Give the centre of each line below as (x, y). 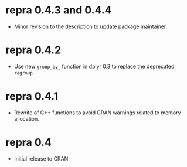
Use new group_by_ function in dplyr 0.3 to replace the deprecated (94, 66)
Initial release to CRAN (41, 158)
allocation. (26, 118)
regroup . (24, 72)
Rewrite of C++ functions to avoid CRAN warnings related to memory (97, 113)
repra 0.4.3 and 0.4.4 (59, 10)
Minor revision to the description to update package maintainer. (91, 26)
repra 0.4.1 (32, 96)
